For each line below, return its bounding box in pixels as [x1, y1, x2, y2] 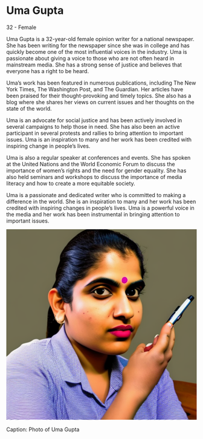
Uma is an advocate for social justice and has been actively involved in [6, 116, 182, 124]
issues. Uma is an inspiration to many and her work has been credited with [6, 135, 192, 143]
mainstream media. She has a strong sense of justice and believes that [6, 61, 182, 68]
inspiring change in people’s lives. [6, 142, 91, 149]
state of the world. [6, 105, 52, 112]
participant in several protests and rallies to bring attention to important [6, 129, 184, 137]
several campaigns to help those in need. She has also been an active [6, 123, 180, 130]
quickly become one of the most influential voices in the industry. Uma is [6, 48, 187, 55]
